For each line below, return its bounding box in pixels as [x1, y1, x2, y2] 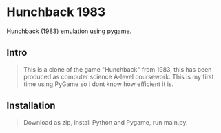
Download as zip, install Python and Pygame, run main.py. [23, 118, 188, 126]
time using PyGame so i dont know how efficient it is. [23, 80, 174, 88]
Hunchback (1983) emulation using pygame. [6, 27, 132, 35]
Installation [6, 100, 56, 112]
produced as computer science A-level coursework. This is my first [23, 72, 214, 81]
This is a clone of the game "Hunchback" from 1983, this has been [23, 65, 212, 73]
